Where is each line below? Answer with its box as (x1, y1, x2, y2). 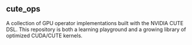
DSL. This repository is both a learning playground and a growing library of (6, 26, 186, 33)
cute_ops (6, 4, 41, 14)
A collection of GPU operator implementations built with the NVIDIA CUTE (6, 19, 184, 26)
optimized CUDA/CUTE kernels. (6, 32, 83, 39)
